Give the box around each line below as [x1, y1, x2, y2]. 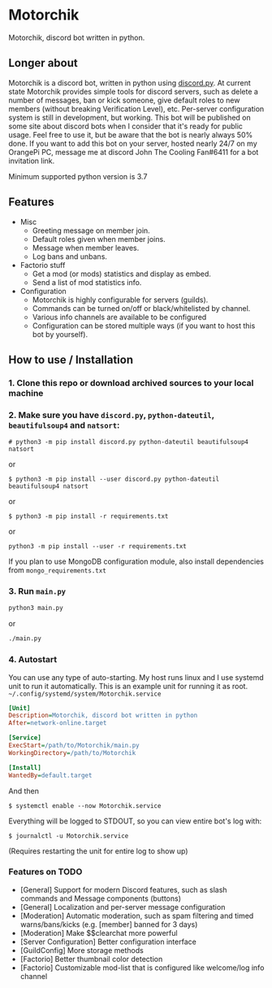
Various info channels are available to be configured [32, 312, 207, 322]
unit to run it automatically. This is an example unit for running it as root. [8, 681, 248, 691]
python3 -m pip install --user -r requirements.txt [8, 542, 187, 551]
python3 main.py [8, 604, 63, 613]
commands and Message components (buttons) [19, 894, 181, 903]
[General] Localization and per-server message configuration [19, 902, 226, 911]
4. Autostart [8, 654, 58, 665]
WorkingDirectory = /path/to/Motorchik [8, 749, 136, 757]
